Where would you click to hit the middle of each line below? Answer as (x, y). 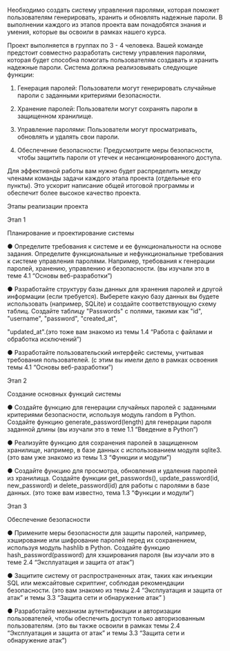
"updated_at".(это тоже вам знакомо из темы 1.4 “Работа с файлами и (110, 332)
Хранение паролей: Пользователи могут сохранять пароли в (107, 109)
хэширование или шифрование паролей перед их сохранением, (102, 540)
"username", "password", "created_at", (62, 318)
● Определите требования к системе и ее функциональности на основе (115, 246)
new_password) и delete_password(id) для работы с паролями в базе (108, 485)
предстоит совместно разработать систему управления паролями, (107, 52)
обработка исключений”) (44, 339)
